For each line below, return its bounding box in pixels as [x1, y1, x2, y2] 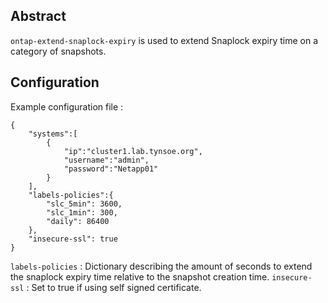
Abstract [10, 8, 67, 25]
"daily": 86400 [46, 216, 110, 226]
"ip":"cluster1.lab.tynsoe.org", [63, 146, 203, 156]
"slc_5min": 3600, [46, 199, 123, 209]
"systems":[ [28, 129, 78, 139]
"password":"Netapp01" [63, 164, 159, 174]
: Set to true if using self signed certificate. [26, 281, 202, 293]
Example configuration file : [10, 100, 124, 113]
